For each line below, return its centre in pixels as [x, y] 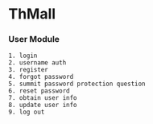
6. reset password [39, 91]
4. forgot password [41, 77]
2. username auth [37, 63]
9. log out [27, 112]
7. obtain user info [43, 98]
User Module [34, 39]
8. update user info [43, 105]
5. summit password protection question [77, 84]
